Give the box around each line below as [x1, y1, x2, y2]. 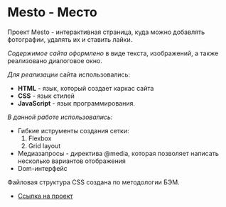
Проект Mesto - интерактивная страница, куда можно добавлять [7, 28, 205, 36]
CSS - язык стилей [17, 91, 75, 100]
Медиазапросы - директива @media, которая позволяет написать [17, 149, 219, 157]
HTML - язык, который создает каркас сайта [17, 84, 154, 92]
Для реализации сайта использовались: [7, 70, 130, 79]
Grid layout [28, 141, 61, 150]
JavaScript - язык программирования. [17, 99, 135, 107]
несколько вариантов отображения [17, 157, 127, 165]
